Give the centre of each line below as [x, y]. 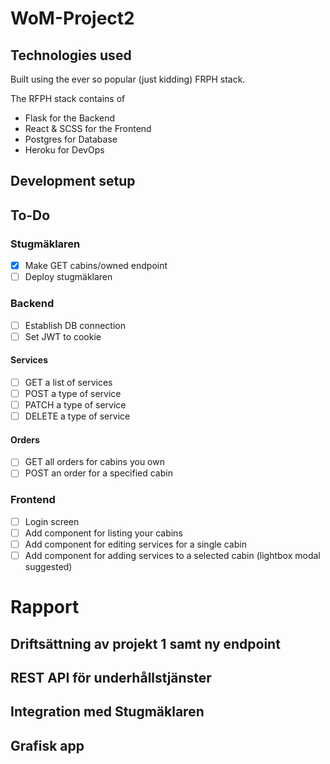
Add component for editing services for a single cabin [135, 544]
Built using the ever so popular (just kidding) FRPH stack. [128, 79]
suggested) [48, 566]
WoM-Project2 [72, 18]
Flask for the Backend [70, 118]
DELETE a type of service [77, 416]
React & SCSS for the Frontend [88, 128]
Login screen [52, 521]
